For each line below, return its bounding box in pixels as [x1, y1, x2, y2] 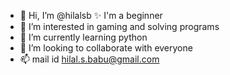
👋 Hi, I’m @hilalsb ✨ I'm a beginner [19, 10, 163, 21]
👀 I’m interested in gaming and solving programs [19, 21, 220, 32]
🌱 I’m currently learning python [19, 31, 148, 43]
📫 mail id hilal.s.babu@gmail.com [19, 53, 160, 65]
